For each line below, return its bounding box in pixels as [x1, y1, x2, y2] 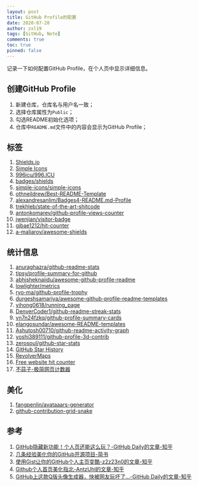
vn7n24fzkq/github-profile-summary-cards [15, 314, 122, 321]
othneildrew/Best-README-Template [15, 190, 107, 198]
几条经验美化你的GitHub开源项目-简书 [15, 450, 109, 457]
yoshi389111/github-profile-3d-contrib [15, 333, 109, 340]
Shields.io [15, 159, 40, 166]
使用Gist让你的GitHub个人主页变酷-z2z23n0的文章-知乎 [15, 458, 153, 465]
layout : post [7, 8, 39, 15]
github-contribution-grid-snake [15, 407, 93, 414]
